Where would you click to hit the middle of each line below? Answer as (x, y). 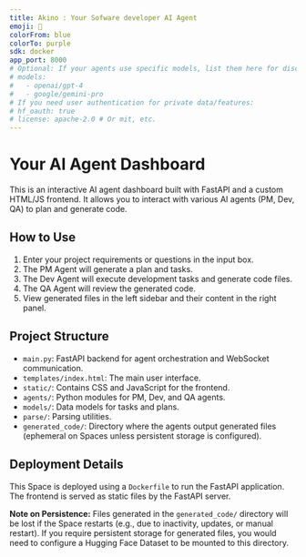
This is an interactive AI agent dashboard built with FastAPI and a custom (147, 190)
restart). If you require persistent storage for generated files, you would (143, 532)
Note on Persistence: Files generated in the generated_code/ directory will (149, 513)
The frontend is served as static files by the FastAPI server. (120, 496)
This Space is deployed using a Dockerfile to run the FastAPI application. (147, 486)
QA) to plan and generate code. (68, 209)
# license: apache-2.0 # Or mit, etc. (83, 119)
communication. (53, 368)
